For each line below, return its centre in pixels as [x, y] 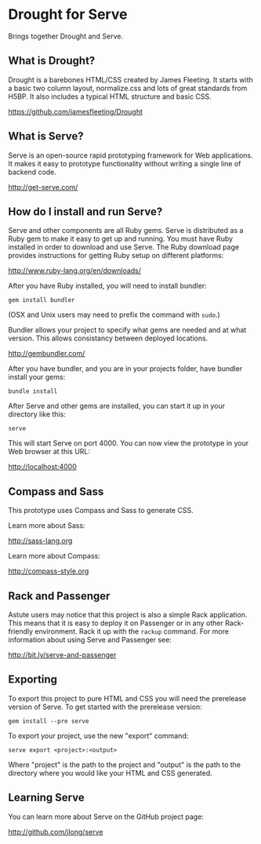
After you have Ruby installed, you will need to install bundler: [107, 286]
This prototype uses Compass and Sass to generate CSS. [101, 511]
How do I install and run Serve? [85, 211]
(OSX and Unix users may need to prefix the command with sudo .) [114, 315]
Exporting [33, 680]
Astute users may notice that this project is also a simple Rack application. [128, 615]
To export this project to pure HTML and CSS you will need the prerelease [127, 698]
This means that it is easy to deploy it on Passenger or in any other [116, 623]
